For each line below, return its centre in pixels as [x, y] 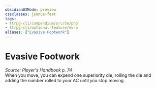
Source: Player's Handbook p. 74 [39, 70]
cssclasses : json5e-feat [31, 14]
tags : [11, 19]
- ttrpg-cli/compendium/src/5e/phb [42, 23]
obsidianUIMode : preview [31, 10]
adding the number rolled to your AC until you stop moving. [65, 80]
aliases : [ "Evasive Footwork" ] [37, 32]
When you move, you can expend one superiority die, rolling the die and [78, 75]
